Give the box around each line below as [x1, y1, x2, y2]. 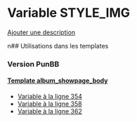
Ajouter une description [7, 28, 76, 36]
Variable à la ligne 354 [17, 93, 83, 101]
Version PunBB [7, 59, 60, 69]
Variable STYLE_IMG [7, 5, 131, 21]
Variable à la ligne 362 [17, 107, 82, 116]
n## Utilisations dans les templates [7, 41, 109, 50]
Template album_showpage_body [7, 76, 108, 85]
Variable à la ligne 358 [17, 100, 82, 108]
